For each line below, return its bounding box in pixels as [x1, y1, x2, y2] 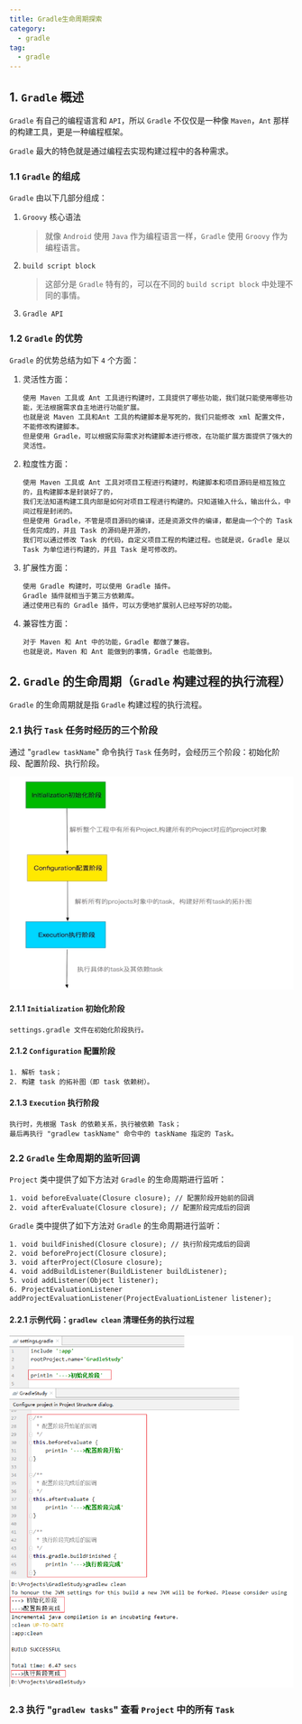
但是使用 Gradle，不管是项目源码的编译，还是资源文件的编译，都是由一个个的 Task [22, 516, 293, 525]
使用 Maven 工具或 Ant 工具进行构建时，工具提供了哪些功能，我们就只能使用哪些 [22, 393, 287, 402]
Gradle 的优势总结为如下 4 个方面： [9, 355, 140, 365]
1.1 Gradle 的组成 [9, 170, 81, 182]
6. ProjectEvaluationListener [9, 1286, 124, 1295]
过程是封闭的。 [29, 506, 77, 516]
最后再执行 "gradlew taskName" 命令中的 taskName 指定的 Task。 [9, 1129, 239, 1139]
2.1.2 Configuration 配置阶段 [9, 1046, 115, 1056]
